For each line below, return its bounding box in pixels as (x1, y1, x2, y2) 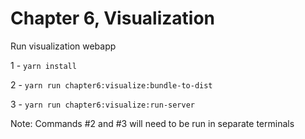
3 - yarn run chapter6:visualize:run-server (10, 98, 196, 110)
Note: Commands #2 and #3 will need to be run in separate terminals (10, 117, 295, 129)
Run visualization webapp (10, 40, 117, 52)
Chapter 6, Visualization (10, 7, 215, 30)
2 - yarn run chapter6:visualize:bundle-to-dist (10, 78, 213, 91)
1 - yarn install (10, 59, 77, 71)
